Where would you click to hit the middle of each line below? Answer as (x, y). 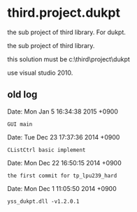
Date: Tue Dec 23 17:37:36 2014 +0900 (64, 137)
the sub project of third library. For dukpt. (66, 32)
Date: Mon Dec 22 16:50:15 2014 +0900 (65, 162)
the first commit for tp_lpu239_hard (62, 176)
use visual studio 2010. (40, 73)
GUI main (20, 124)
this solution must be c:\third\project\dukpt (69, 59)
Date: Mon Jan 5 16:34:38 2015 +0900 (63, 111)
